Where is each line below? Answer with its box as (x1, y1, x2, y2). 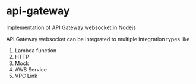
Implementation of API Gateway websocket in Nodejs (6, 24, 137, 31)
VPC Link (14, 72, 37, 79)
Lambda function (14, 46, 57, 54)
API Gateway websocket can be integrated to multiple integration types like (6, 35, 190, 42)
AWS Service (14, 66, 48, 73)
